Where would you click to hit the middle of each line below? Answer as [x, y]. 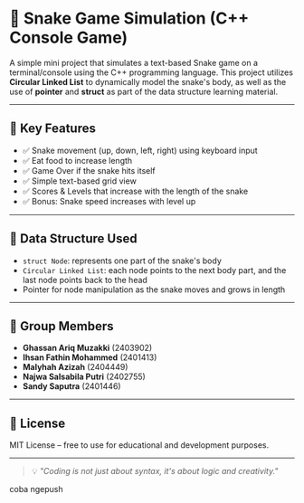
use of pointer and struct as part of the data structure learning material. [144, 91]
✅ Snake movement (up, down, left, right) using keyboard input [140, 150]
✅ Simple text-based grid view [80, 181]
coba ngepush [36, 489]
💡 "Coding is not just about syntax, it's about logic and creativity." [155, 471]
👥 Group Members [62, 326]
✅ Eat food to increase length [77, 160]
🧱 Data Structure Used [73, 239]
